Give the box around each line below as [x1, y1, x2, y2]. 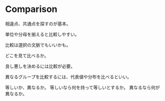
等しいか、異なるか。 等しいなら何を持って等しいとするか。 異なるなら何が [5, 84, 160, 90]
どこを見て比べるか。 [5, 52, 49, 58]
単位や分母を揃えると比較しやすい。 [5, 31, 80, 37]
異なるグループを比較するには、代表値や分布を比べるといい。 [5, 73, 132, 79]
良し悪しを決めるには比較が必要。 [5, 63, 75, 69]
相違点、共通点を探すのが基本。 [5, 20, 71, 26]
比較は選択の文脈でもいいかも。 [5, 41, 71, 48]
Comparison [5, 3, 58, 15]
